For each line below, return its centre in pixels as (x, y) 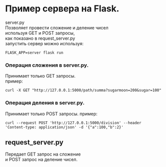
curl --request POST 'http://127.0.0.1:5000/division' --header (73, 123)
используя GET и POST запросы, (40, 33)
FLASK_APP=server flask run (34, 53)
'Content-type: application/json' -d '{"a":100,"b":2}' (64, 127)
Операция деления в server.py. (45, 103)
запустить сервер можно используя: (44, 43)
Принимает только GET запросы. (40, 76)
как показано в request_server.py (40, 38)
